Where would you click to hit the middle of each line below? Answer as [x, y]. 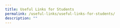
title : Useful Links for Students [40, 9]
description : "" [21, 18]
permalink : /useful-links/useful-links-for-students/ [60, 14]
